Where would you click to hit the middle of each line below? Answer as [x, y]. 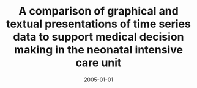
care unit [98, 63]
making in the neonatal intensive [98, 50]
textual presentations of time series [98, 24]
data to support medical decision [98, 37]
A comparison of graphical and [98, 11]
